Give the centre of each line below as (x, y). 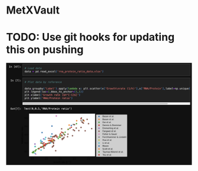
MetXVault (33, 10)
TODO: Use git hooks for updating (90, 37)
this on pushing (45, 50)
